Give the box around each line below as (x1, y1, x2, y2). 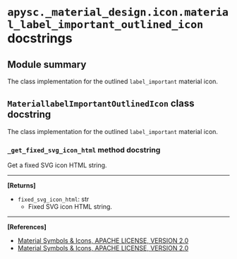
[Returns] (7, 181, 37, 190)
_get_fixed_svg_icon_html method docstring (7, 145, 161, 155)
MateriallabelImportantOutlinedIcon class (7, 97, 195, 109)
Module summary (7, 59, 87, 71)
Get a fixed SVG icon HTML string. (7, 161, 107, 169)
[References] (7, 223, 47, 231)
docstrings (7, 30, 73, 47)
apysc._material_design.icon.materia (7, 6, 229, 19)
